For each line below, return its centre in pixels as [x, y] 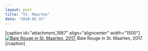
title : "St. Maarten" [28, 14]
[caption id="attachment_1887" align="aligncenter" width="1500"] [73, 33]
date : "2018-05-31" [25, 19]
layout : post [19, 10]
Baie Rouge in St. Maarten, [104, 38]
